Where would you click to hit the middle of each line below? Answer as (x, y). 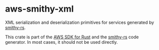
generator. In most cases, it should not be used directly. (62, 42)
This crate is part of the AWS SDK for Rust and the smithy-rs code (72, 37)
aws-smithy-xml (39, 9)
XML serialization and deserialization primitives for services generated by (79, 22)
